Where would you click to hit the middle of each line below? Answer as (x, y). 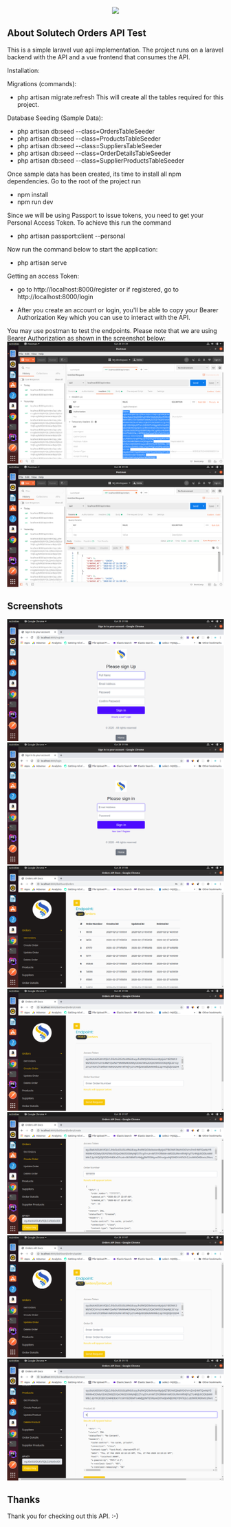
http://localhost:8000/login (55, 296)
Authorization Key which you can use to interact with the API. (103, 317)
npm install (33, 194)
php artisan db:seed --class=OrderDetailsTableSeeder (94, 153)
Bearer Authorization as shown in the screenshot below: (87, 338)
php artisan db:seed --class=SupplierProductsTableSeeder (100, 160)
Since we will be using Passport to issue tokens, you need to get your (106, 215)
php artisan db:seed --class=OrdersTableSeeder (86, 131)
